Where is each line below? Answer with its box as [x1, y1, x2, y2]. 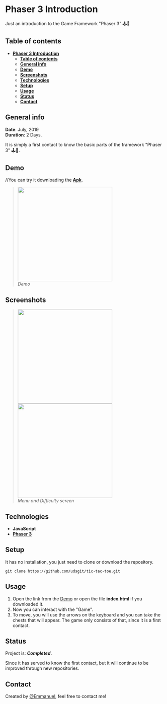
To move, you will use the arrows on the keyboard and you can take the [12, 611, 161, 617]
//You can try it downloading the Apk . [5, 177, 83, 183]
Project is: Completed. [5, 650, 52, 656]
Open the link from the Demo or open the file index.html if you [12, 595, 142, 602]
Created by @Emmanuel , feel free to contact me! [5, 693, 107, 699]
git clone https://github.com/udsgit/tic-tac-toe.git [5, 569, 121, 574]
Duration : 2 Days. [5, 132, 42, 138]
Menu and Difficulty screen [17, 498, 74, 504]
